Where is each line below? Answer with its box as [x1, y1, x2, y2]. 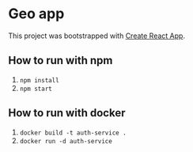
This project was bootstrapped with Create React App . [8, 31, 186, 40]
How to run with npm [8, 54, 113, 67]
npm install [19, 76, 59, 84]
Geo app [8, 5, 65, 23]
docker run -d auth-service [19, 137, 112, 145]
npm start [19, 85, 53, 93]
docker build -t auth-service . [19, 128, 127, 137]
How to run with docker [8, 106, 126, 120]
